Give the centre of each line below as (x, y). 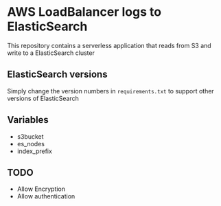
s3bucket (30, 136)
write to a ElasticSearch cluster (51, 53)
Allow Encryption (41, 189)
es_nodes (31, 144)
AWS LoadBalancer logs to (84, 12)
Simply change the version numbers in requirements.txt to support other (110, 91)
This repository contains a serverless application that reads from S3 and (109, 45)
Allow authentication (46, 196)
